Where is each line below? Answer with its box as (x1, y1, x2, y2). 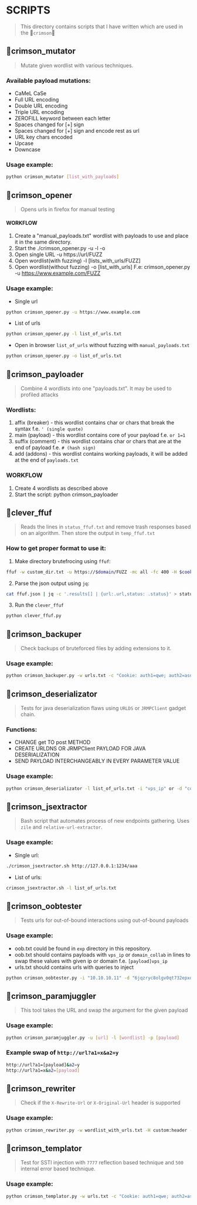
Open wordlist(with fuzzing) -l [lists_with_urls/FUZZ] (14, 257, 141, 264)
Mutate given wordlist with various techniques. (20, 62, 134, 69)
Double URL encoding (14, 102, 68, 109)
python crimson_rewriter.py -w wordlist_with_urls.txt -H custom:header (6, 1127, 188, 1133)
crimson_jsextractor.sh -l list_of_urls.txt (6, 885, 117, 891)
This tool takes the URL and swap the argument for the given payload (20, 1007, 188, 1014)
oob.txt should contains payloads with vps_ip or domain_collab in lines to (14, 951, 191, 958)
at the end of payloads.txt (14, 456, 79, 464)
